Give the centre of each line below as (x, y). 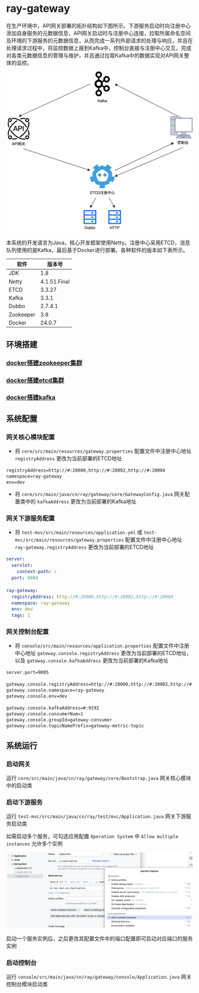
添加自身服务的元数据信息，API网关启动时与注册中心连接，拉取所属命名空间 (99, 33)
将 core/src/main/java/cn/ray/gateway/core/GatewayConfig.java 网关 (99, 494)
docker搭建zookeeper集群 (44, 362)
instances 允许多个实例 (35, 844)
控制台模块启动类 (27, 984)
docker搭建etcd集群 (35, 380)
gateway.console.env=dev (37, 696)
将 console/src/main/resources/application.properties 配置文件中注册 (102, 646)
